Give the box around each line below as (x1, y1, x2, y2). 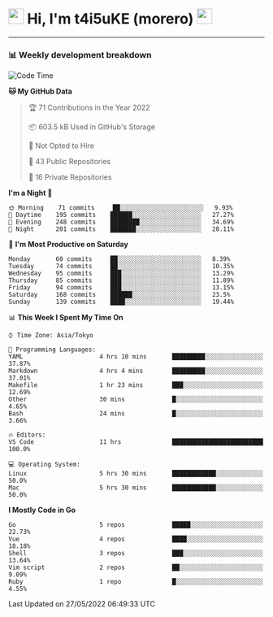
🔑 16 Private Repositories (28, 172, 112, 182)
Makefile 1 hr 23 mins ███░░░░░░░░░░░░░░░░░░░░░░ (8, 381, 264, 389)
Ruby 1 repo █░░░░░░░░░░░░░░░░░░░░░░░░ (8, 578, 264, 586)
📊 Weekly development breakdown (8, 49, 152, 60)
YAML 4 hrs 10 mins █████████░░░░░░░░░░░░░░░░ (8, 353, 264, 361)
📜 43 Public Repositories (28, 157, 111, 167)
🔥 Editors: (8, 431, 46, 439)
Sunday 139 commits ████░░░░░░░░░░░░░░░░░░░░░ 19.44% (8, 298, 234, 306)
